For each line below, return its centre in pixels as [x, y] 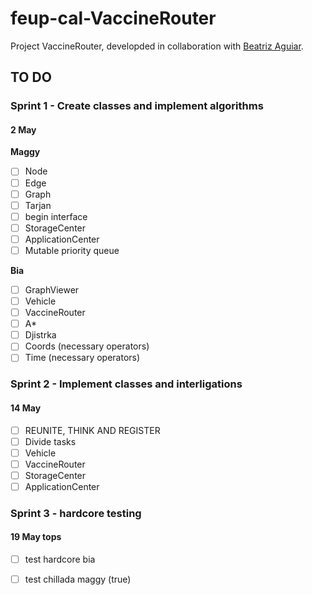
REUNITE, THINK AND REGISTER [92, 430]
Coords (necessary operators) [87, 346]
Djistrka [40, 335]
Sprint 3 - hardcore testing [76, 513]
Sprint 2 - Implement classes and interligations [126, 384]
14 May [26, 408]
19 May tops [36, 537]
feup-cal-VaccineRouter [113, 18]
